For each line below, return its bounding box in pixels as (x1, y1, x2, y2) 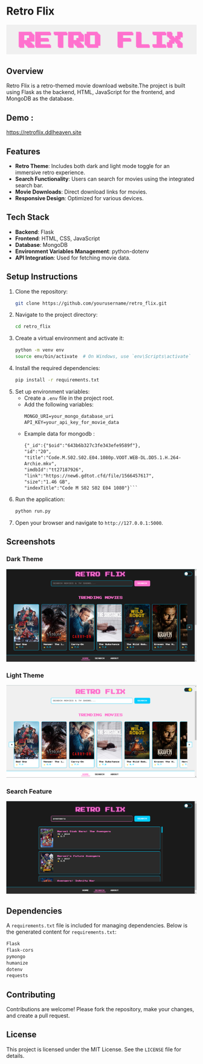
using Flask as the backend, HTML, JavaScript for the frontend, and (6, 89, 175, 96)
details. (6, 1052, 25, 1059)
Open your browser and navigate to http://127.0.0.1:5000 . (14, 519, 163, 526)
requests (6, 972, 28, 979)
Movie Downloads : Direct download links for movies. (14, 188, 148, 195)
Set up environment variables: (14, 388, 90, 395)
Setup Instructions (6, 272, 78, 282)
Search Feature (6, 787, 53, 795)
